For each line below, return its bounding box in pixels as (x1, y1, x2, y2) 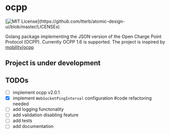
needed (12, 101, 29, 107)
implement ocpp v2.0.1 (12, 90, 60, 96)
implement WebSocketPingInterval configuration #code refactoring (12, 95, 152, 101)
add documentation (12, 123, 54, 129)
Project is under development (5, 59, 100, 67)
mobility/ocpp (5, 44, 34, 50)
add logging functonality (12, 106, 64, 112)
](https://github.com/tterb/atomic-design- (37, 18, 125, 24)
